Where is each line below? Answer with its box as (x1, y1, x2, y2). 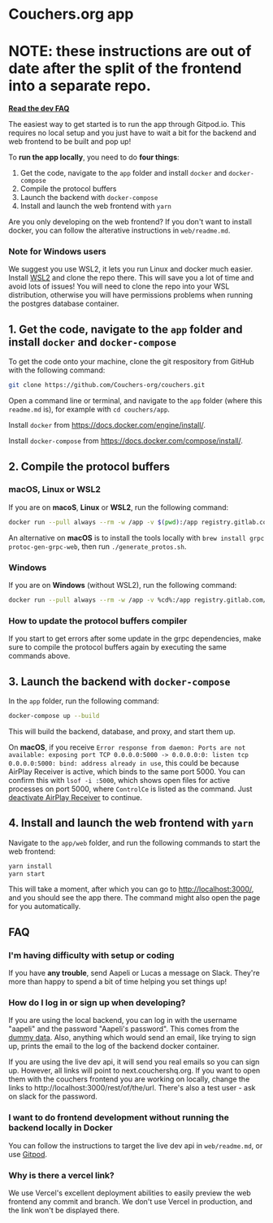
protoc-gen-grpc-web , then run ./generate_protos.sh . (8, 542, 187, 551)
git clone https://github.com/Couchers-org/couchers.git (8, 381, 206, 390)
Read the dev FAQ (8, 103, 70, 114)
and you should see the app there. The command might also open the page (8, 893, 261, 903)
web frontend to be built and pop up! (8, 137, 132, 146)
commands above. (8, 651, 71, 661)
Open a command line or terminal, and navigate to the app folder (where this (8, 396, 262, 406)
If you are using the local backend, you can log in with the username (8, 1016, 237, 1025)
